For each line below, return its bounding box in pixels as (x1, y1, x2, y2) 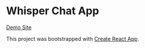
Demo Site (6, 24, 31, 31)
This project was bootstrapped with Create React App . (6, 35, 140, 42)
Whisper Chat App (6, 4, 99, 18)
